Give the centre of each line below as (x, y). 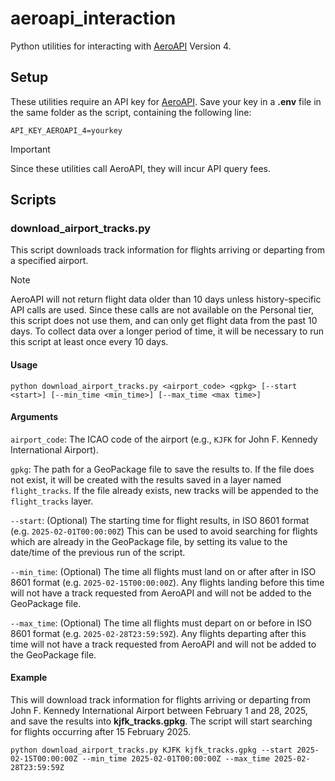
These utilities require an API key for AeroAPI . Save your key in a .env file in (166, 101)
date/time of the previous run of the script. (98, 552)
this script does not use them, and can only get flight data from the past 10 (164, 321)
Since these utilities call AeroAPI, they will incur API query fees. (140, 168)
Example (29, 678)
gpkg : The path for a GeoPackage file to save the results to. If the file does (162, 469)
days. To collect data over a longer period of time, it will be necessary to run (167, 331)
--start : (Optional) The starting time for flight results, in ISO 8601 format (160, 520)
